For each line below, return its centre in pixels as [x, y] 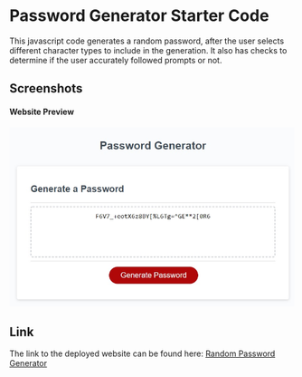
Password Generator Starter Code [139, 16]
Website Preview [42, 111]
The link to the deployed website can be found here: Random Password [142, 353]
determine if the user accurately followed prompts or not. [116, 60]
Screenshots [46, 88]
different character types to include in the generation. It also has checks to [148, 50]
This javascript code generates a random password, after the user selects [147, 41]
